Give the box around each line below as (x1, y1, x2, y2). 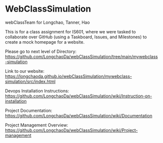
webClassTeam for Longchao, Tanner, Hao (5, 19, 90, 25)
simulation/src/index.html (5, 79, 56, 84)
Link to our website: (5, 68, 45, 74)
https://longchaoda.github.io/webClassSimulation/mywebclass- (5, 73, 132, 79)
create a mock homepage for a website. (5, 39, 85, 45)
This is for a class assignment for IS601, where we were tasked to (5, 29, 136, 34)
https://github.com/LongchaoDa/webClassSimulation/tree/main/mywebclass (5, 53, 158, 59)
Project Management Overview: (5, 122, 68, 128)
